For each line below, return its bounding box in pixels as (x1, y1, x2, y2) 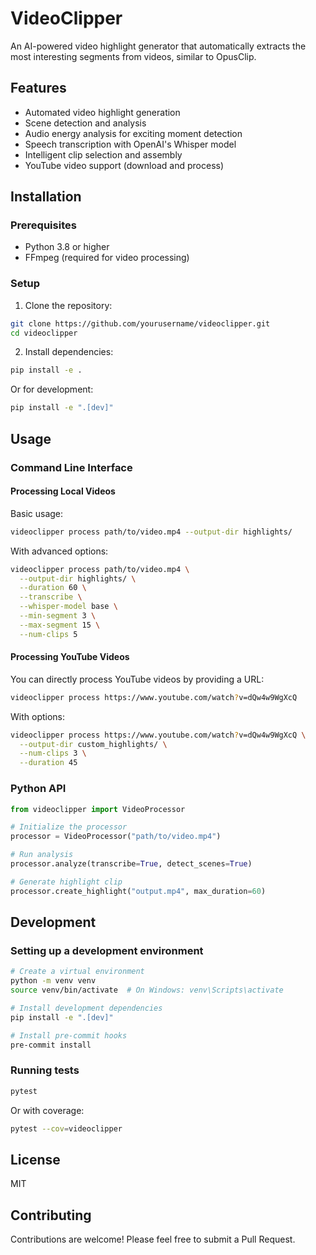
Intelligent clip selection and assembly (24, 148, 183, 161)
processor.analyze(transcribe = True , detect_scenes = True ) (10, 859, 253, 869)
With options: (10, 710, 66, 722)
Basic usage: (10, 507, 64, 519)
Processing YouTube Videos (10, 651, 130, 663)
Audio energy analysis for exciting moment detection (24, 127, 243, 139)
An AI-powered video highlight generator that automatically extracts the (10, 40, 307, 52)
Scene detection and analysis (24, 117, 147, 129)
